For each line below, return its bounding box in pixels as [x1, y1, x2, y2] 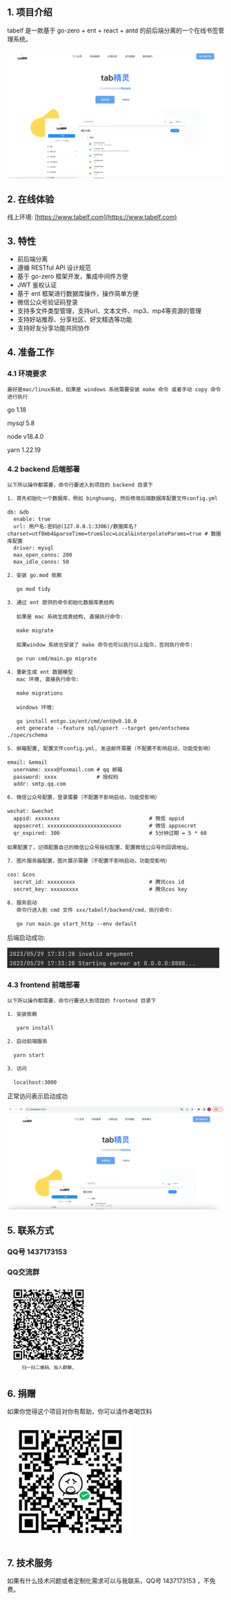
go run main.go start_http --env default [16, 921, 137, 928]
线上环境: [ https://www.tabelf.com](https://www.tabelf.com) [7, 213, 177, 221]
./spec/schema [7, 732, 48, 739]
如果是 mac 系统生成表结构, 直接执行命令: [16, 614, 124, 621]
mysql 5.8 [7, 419, 35, 427]
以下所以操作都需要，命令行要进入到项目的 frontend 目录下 [7, 997, 157, 1004]
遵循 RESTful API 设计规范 [17, 263, 92, 272]
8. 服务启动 [7, 899, 38, 907]
